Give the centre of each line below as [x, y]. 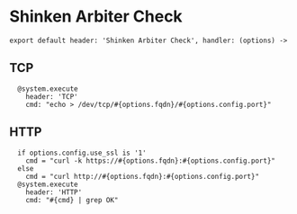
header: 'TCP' [52, 96]
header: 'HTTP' [54, 192]
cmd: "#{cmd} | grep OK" [72, 200]
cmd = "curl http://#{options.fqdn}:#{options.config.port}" [142, 176]
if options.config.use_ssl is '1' [82, 153]
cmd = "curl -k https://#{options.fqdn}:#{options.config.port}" [151, 160]
